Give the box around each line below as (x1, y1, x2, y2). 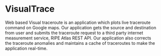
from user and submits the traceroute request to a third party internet (5, 30, 144, 36)
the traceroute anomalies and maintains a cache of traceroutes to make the (5, 40, 155, 46)
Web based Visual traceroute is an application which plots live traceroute (5, 19, 151, 25)
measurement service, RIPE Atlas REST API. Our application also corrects (5, 35, 151, 41)
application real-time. (5, 45, 48, 51)
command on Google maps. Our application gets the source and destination (5, 24, 157, 30)
